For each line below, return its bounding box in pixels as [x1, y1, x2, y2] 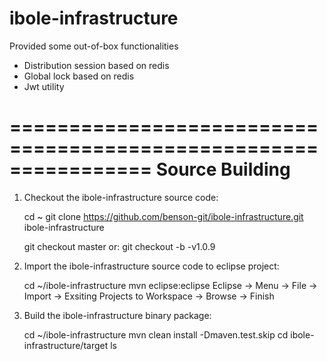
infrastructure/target [23, 339, 109, 351]
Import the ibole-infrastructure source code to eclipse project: [23, 260, 280, 272]
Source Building [155, 158, 291, 181]
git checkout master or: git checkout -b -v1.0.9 [23, 240, 216, 252]
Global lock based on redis [23, 70, 135, 82]
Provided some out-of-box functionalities [9, 40, 179, 52]
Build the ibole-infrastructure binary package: [23, 309, 212, 321]
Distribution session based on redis [23, 59, 170, 71]
